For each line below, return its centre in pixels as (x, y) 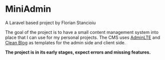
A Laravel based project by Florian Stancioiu (51, 23)
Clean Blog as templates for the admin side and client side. (66, 42)
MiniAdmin (28, 9)
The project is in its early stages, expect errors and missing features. (78, 52)
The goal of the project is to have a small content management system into (82, 32)
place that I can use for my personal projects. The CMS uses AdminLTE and (83, 37)
